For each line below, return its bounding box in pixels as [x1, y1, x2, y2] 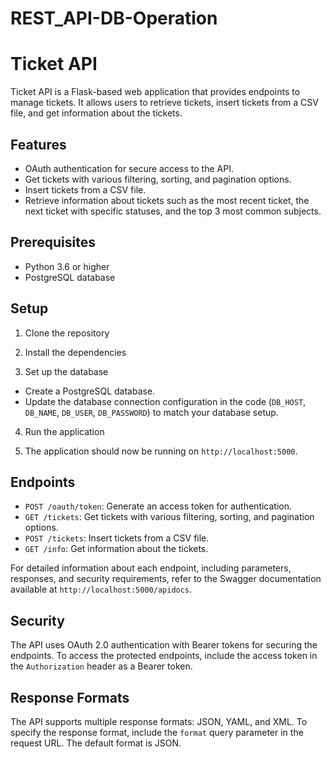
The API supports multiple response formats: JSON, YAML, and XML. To [10, 716, 308, 727]
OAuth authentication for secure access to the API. [24, 162, 234, 174]
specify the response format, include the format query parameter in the [10, 727, 304, 738]
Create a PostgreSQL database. [24, 385, 156, 397]
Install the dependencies [24, 346, 127, 358]
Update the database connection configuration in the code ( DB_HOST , [24, 395, 307, 407]
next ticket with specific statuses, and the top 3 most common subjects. [24, 205, 322, 217]
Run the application [24, 425, 105, 437]
